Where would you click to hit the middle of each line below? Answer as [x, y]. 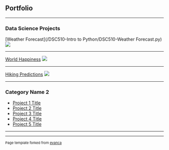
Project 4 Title [27, 119]
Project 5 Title [27, 124]
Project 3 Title [27, 114]
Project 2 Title [27, 108]
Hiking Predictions [24, 74]
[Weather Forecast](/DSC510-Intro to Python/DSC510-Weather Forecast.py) [83, 39]
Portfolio [19, 8]
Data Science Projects [33, 28]
